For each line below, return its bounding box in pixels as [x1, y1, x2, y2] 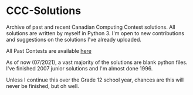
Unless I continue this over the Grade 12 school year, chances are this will [6, 76, 184, 83]
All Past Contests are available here [6, 47, 92, 54]
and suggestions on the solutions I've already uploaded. [6, 36, 142, 43]
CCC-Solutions [6, 4, 81, 18]
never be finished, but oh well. [6, 82, 79, 89]
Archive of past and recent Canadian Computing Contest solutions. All [6, 23, 175, 30]
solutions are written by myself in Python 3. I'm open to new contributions [6, 29, 185, 36]
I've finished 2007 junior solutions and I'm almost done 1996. [6, 65, 153, 72]
